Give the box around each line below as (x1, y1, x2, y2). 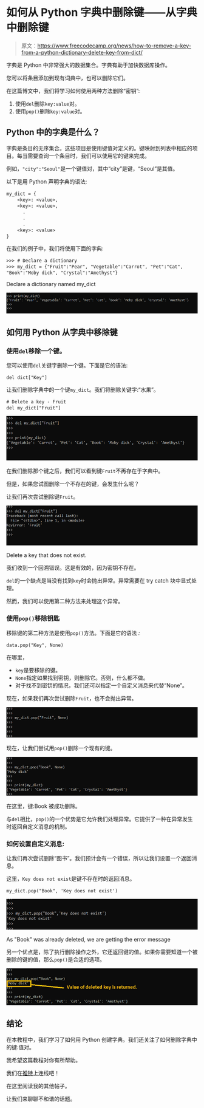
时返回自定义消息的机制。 (6, 823, 70, 830)
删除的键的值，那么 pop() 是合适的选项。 (6, 956, 105, 963)
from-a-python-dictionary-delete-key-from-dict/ (21, 49, 143, 56)
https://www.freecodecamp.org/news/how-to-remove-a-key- (37, 42, 192, 49)
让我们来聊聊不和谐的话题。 (6, 1095, 76, 1103)
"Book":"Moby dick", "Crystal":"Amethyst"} (6, 270, 118, 276)
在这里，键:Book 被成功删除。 (6, 802, 81, 810)
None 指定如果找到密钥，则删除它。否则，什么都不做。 (15, 674, 149, 681)
